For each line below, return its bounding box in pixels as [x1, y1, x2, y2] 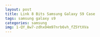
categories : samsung [5, 20, 48, 25]
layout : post [5, 7, 32, 12]
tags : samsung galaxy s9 [5, 16, 56, 21]
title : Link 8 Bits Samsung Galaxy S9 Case [5, 12, 96, 16]
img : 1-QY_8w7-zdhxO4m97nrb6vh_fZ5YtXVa [5, 25, 89, 30]
